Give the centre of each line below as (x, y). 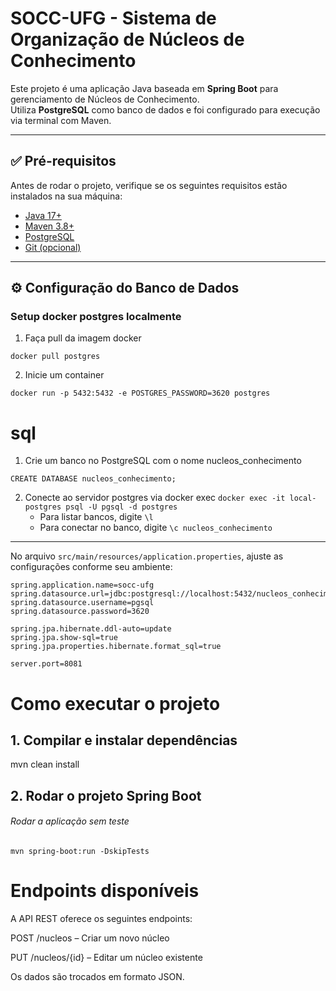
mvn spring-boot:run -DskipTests (80, 851)
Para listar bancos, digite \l (96, 517)
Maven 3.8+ (49, 226)
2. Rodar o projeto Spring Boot (106, 795)
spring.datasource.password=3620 (80, 612)
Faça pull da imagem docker (83, 338)
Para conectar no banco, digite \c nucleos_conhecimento (156, 528)
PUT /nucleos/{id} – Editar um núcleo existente (106, 957)
